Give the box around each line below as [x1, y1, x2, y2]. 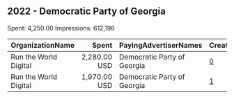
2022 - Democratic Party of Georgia [7, 6, 166, 17]
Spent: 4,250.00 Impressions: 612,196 [7, 24, 115, 32]
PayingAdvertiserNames [119, 40, 203, 50]
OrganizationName [10, 40, 75, 50]
